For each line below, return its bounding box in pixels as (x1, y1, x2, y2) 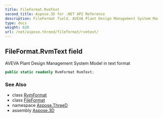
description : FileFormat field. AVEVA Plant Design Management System (5, 16, 151, 21)
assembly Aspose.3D (12, 107, 55, 113)
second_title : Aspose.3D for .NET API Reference (5, 12, 105, 16)
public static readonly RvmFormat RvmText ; (5, 70, 95, 74)
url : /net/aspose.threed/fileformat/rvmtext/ (5, 29, 98, 34)
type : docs (5, 20, 27, 26)
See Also (5, 81, 27, 88)
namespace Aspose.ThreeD (12, 102, 68, 108)
